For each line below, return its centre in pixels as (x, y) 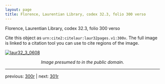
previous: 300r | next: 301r (32, 76)
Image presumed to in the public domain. (82, 62)
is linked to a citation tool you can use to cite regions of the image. (72, 43)
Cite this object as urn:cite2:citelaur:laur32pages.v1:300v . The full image (81, 38)
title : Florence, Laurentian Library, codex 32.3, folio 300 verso (76, 14)
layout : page (18, 10)
